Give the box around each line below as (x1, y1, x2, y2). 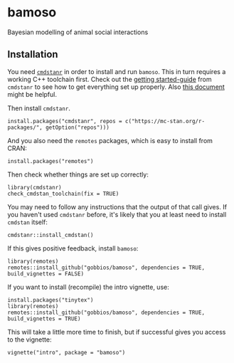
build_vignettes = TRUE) (7, 315, 81, 322)
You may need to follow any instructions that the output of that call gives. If (7, 202, 228, 211)
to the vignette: (7, 335, 52, 344)
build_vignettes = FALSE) (7, 270, 84, 278)
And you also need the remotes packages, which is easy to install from (7, 136, 213, 144)
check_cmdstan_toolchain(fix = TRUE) (7, 190, 119, 197)
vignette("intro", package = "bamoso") (7, 349, 126, 356)
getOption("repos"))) (45, 124, 110, 131)
